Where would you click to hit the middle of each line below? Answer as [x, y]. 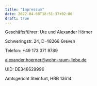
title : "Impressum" [25, 9]
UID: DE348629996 [25, 69]
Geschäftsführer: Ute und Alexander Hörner [49, 32]
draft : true [17, 18]
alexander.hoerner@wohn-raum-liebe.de [46, 60]
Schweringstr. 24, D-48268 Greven [40, 41]
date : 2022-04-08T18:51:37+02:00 [39, 14]
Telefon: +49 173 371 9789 [32, 50]
